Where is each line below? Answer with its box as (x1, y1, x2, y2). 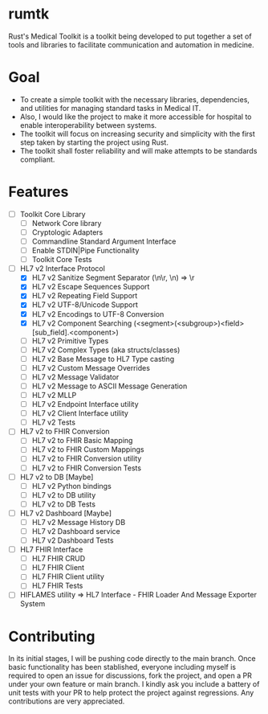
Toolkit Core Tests (31, 255, 92, 265)
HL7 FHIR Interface (19, 544, 83, 555)
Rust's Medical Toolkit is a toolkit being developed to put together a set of (8, 31, 252, 41)
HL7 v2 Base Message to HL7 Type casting (31, 354, 175, 363)
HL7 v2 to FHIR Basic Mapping (31, 436, 133, 445)
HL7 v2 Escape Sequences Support (31, 282, 150, 292)
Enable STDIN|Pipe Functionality (31, 246, 140, 256)
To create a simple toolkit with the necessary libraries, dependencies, (19, 94, 250, 105)
